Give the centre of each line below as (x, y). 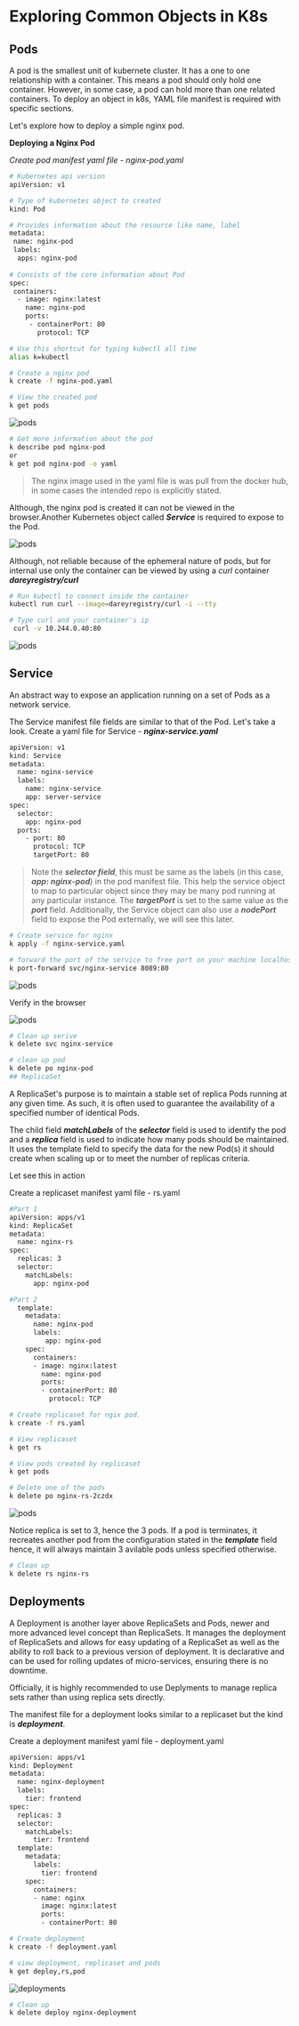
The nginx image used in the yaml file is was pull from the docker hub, (160, 480)
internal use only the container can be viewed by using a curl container (139, 570)
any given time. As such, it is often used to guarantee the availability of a (142, 1103)
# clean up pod (37, 1061)
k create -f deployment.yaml (63, 1947)
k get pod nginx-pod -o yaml (63, 464)
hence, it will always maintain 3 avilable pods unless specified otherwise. (143, 1549)
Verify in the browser (48, 1002)
